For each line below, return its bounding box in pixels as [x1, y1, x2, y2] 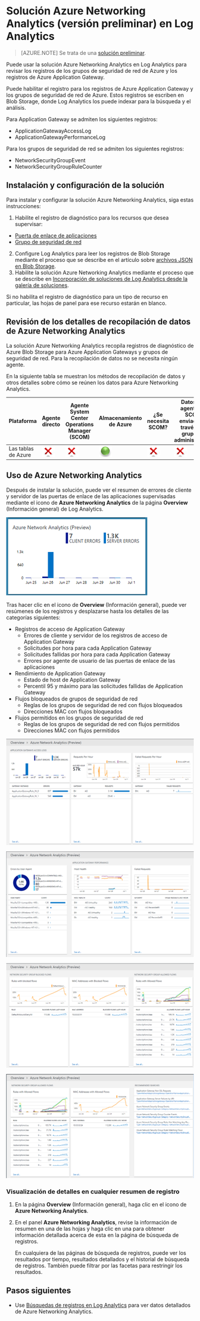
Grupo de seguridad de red [14, 238, 82, 245]
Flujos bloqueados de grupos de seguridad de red [14, 695, 138, 702]
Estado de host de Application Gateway [23, 676, 121, 683]
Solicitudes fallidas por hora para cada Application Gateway [23, 650, 171, 658]
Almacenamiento [98, 414, 142, 421]
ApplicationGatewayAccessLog [14, 127, 92, 134]
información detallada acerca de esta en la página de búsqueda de [14, 1232, 179, 1239]
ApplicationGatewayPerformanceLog [14, 133, 106, 141]
